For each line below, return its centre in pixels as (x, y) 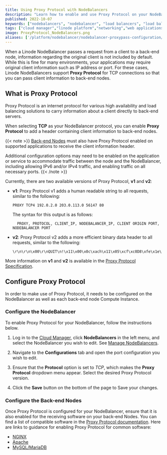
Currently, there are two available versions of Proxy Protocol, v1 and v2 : (79, 181)
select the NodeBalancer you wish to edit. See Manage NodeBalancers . (85, 343)
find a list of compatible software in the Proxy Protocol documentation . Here (83, 422)
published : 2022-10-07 (29, 19)
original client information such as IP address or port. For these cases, (77, 67)
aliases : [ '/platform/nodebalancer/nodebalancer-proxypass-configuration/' (85, 38)
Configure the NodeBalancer (41, 312)
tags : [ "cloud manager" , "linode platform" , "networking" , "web (70, 28)
